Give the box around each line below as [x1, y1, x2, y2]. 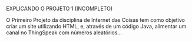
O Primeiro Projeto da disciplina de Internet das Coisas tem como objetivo [6, 17, 186, 23]
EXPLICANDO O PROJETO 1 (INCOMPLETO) [6, 5, 113, 12]
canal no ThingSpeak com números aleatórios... [6, 29, 123, 36]
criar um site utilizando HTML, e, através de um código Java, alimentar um [6, 23, 187, 30]
